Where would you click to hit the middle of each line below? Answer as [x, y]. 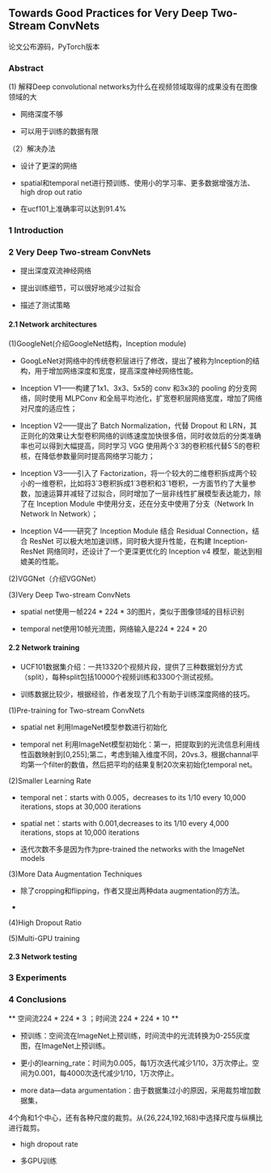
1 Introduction [36, 230]
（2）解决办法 [32, 148]
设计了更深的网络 [49, 166]
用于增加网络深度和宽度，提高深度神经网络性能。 [116, 370]
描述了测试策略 [45, 305]
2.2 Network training [44, 648]
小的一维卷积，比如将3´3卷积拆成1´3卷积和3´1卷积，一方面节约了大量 [134, 483]
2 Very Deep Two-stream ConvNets [80, 252]
